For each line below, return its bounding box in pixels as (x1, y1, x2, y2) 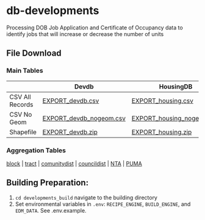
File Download (6, 48, 62, 59)
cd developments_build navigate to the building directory (15, 194, 157, 201)
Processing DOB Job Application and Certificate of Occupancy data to (6, 24, 183, 31)
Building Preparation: (6, 178, 89, 188)
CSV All (9, 92, 32, 101)
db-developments (6, 4, 99, 18)
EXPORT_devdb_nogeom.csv (42, 114, 126, 122)
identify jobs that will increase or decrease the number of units (6, 30, 164, 37)
